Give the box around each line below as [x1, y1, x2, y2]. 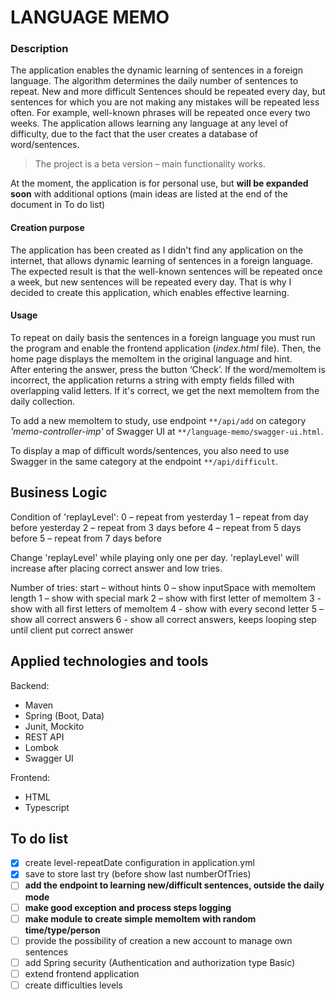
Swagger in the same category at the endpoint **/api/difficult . [10, 455, 278, 467]
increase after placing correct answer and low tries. [10, 562, 223, 574]
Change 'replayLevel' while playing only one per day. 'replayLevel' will [10, 551, 300, 563]
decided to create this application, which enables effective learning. [10, 286, 290, 298]
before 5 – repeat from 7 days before [10, 532, 162, 544]
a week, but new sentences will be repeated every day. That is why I [10, 276, 292, 288]
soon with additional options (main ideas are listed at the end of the [10, 188, 288, 200]
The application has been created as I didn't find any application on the [10, 244, 304, 256]
